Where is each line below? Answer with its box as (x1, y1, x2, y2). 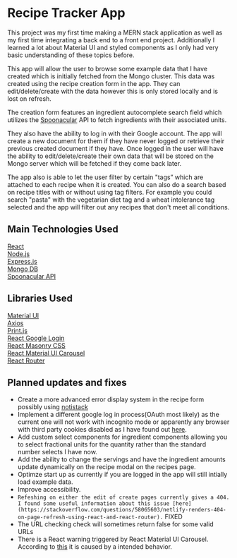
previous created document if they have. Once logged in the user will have (7, 144, 224, 152)
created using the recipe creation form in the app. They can (7, 79, 181, 87)
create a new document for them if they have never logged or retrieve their (7, 136, 225, 145)
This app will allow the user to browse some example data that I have (7, 64, 208, 73)
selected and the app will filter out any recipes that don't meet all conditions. (7, 202, 230, 211)
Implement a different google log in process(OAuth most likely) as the (17, 411, 220, 419)
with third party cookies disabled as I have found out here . (17, 425, 187, 434)
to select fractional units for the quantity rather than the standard (17, 440, 207, 449)
